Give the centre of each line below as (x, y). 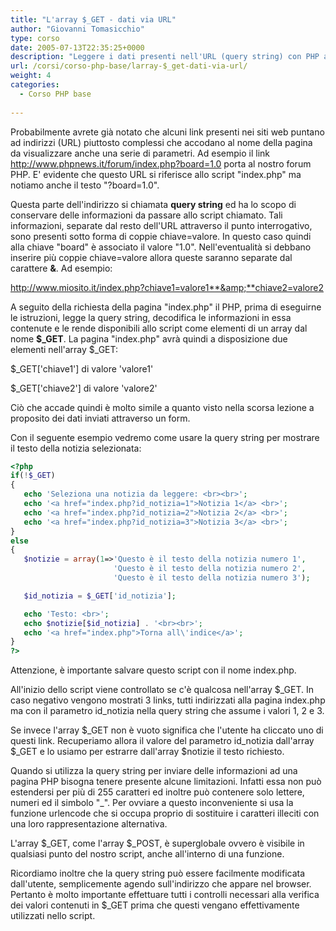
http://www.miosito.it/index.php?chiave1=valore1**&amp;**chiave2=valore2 (167, 287)
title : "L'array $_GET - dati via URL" (93, 19)
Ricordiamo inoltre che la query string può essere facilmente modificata (158, 873)
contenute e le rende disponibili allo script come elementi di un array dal (159, 328)
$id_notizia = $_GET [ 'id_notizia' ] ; (100, 596)
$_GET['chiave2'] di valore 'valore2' (84, 388)
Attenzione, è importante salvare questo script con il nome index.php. (153, 670)
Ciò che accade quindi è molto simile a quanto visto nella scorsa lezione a (162, 407)
